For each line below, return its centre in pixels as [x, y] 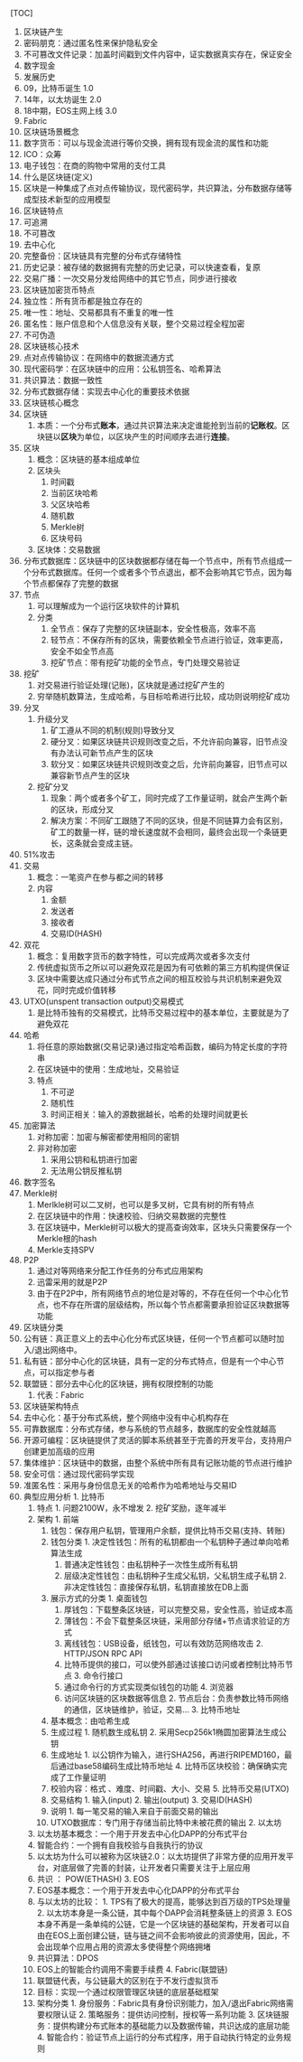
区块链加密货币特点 [59, 290]
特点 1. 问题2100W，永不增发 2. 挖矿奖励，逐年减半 [132, 1508]
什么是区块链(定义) [58, 177]
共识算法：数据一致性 [63, 380]
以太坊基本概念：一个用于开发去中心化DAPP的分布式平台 [142, 1834]
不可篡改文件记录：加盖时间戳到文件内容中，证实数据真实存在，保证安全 [157, 54]
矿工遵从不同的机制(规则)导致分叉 [112, 730]
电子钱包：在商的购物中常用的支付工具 [94, 165]
